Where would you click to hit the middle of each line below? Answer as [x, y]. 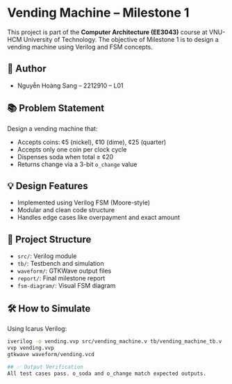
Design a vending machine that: [52, 128]
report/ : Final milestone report [61, 278]
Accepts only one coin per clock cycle [72, 149]
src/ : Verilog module [47, 256]
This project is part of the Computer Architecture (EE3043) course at [107, 32]
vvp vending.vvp [31, 348]
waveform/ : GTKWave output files [64, 271]
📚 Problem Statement [56, 108]
